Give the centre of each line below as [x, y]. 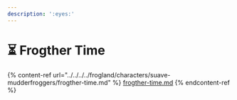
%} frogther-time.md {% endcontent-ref [171, 82]
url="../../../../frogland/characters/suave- [112, 74]
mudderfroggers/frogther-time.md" [59, 82]
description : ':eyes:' [41, 14]
